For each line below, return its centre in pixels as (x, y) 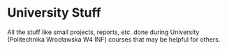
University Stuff (54, 13)
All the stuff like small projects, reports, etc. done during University (103, 32)
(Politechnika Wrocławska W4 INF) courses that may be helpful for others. (114, 39)
